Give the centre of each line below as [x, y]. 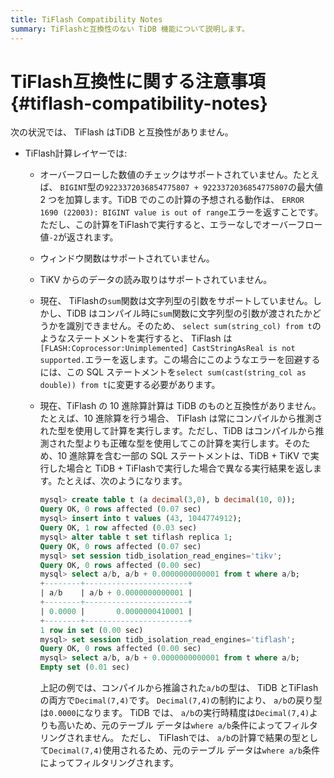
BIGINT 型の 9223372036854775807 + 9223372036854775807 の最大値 [191, 187]
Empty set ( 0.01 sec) [84, 667]
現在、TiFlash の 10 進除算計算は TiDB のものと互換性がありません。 [180, 406]
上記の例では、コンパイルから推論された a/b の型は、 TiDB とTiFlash [179, 688]
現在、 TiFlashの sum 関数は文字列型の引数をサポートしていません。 [176, 301]
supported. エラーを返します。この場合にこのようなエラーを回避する [180, 360]
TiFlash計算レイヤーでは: [76, 153]
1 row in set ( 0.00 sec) [91, 630]
